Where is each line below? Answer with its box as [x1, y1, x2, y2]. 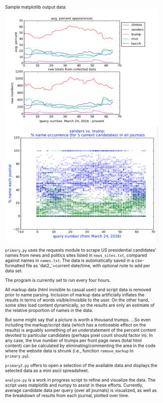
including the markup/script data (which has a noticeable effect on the [5, 322, 146, 328]
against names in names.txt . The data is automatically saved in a [5, 257, 134, 263]
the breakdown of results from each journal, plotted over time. [5, 392, 130, 398]
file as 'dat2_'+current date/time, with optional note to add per [26, 262, 150, 268]
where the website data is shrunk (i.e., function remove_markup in [5, 348, 134, 353]
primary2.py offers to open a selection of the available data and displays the [5, 362, 158, 368]
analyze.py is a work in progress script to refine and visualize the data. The [5, 377, 156, 383]
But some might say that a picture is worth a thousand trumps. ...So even [5, 316, 151, 323]
